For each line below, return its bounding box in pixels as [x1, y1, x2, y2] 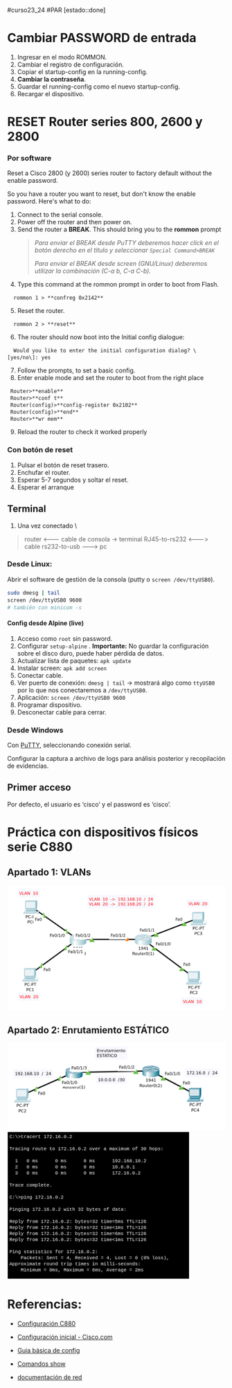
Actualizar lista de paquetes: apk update [17, 656, 132, 665]
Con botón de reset [7, 445, 73, 455]
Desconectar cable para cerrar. [17, 707, 107, 716]
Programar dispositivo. [17, 701, 82, 709]
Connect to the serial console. [17, 210, 103, 219]
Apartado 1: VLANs [7, 867, 91, 878]
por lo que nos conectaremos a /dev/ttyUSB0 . [17, 685, 148, 694]
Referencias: [7, 1297, 82, 1313]
